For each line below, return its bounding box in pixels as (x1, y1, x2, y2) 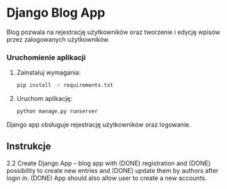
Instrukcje (6, 140, 51, 152)
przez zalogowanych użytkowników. (6, 35, 110, 43)
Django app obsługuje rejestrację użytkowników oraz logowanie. (6, 120, 192, 129)
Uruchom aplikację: (16, 94, 72, 103)
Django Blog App (6, 5, 106, 21)
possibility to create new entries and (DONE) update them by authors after (6, 166, 219, 174)
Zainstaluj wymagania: (16, 68, 81, 77)
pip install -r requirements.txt (16, 82, 114, 89)
